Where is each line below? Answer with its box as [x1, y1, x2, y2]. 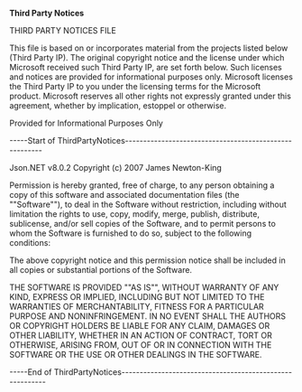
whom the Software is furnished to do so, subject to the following [9, 228, 252, 238]
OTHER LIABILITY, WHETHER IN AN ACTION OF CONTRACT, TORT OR [9, 330, 272, 341]
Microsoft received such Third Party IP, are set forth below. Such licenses [9, 62, 282, 72]
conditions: [9, 238, 51, 247]
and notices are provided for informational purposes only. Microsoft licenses [9, 71, 293, 82]
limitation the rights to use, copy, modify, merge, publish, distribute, [9, 209, 260, 219]
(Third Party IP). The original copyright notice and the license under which [9, 52, 285, 62]
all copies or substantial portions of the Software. [9, 265, 192, 275]
